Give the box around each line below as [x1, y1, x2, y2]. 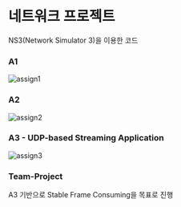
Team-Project [8, 170, 63, 181]
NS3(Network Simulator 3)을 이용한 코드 [8, 35, 139, 45]
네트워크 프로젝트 [8, 7, 115, 26]
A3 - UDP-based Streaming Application [8, 132, 164, 144]
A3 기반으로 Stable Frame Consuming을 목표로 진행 [8, 190, 174, 200]
